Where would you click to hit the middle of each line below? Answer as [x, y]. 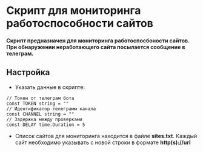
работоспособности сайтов [80, 23]
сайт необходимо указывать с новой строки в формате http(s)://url [103, 142]
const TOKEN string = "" [38, 104]
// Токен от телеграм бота [40, 98]
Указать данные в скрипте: [50, 87]
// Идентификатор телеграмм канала [51, 109]
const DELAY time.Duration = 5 [46, 125]
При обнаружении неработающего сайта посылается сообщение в [96, 47]
